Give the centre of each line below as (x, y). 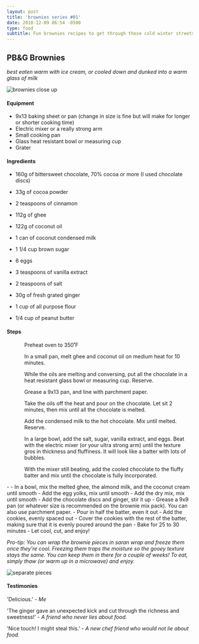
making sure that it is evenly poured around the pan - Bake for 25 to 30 (93, 525)
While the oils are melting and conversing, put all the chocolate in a (106, 374)
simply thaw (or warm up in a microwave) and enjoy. (71, 561)
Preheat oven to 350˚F (51, 345)
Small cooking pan (38, 135)
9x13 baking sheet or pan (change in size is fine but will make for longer (103, 116)
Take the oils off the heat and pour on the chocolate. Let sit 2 (98, 403)
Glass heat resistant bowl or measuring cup (68, 141)
